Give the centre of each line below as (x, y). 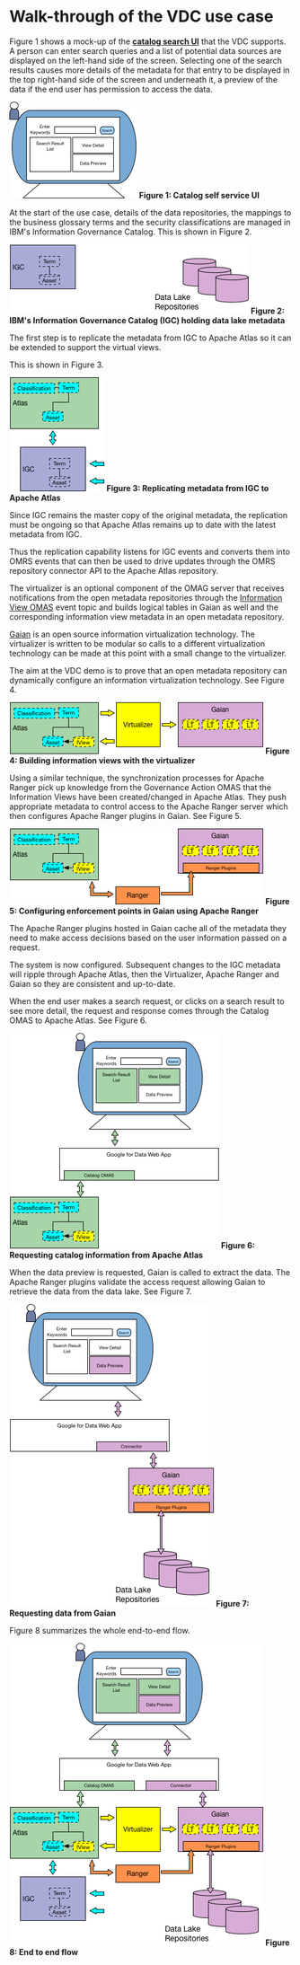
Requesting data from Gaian (63, 1613)
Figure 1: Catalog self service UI (199, 195)
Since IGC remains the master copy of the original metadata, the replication (149, 515)
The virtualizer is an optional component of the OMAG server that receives (147, 588)
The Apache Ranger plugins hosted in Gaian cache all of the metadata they (148, 928)
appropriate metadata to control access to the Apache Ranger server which (149, 806)
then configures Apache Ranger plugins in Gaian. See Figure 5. (126, 815)
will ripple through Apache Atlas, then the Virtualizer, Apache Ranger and (145, 974)
